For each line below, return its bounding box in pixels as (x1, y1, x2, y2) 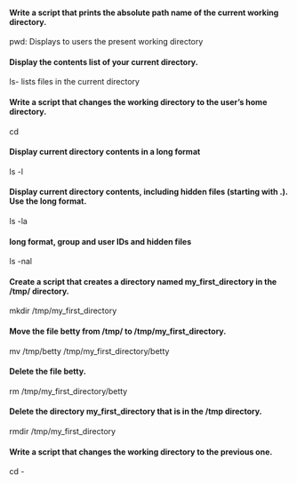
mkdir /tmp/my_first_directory (9, 305, 117, 316)
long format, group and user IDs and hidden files (9, 236, 192, 246)
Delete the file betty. (9, 366, 86, 377)
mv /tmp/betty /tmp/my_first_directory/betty (9, 345, 170, 356)
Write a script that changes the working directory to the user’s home (9, 97, 268, 107)
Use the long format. (9, 196, 87, 206)
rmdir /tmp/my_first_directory (9, 426, 116, 437)
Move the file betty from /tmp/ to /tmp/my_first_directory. (9, 326, 227, 337)
